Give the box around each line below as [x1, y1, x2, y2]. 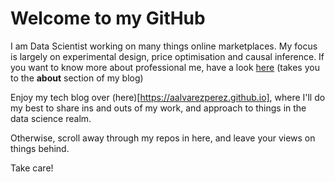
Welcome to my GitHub [10, 7, 206, 30]
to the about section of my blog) [10, 72, 144, 84]
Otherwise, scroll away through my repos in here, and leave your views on [10, 132, 316, 144]
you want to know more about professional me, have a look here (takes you [10, 61, 320, 73]
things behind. [10, 142, 70, 154]
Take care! [10, 162, 54, 174]
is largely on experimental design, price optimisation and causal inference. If [10, 50, 325, 62]
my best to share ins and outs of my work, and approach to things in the [10, 102, 307, 114]
